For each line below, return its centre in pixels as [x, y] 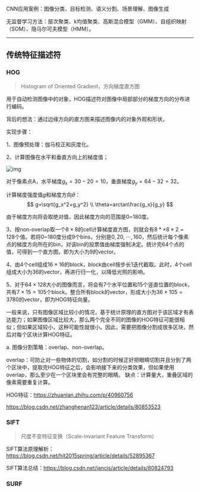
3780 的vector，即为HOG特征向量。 [50, 299]
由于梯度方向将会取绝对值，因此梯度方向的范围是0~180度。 [79, 217]
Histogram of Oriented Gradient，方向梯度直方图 [80, 86]
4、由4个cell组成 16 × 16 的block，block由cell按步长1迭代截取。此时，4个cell [99, 265]
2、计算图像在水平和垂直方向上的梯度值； [57, 157]
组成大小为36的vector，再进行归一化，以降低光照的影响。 [77, 272]
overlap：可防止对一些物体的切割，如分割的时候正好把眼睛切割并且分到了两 [99, 360]
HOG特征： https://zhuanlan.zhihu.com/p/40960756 [70, 395]
